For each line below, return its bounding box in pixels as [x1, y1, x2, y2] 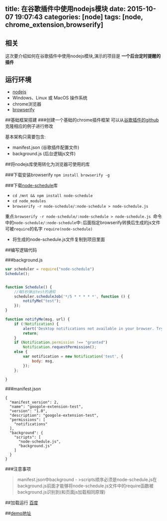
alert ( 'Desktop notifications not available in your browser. [23, 326, 155, 331]
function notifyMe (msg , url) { [5, 317, 70, 322]
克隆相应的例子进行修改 [5, 123, 53, 129]
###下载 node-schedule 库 [5, 183, 58, 189]
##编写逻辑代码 [5, 247, 37, 253]
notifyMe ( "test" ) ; [23, 298, 61, 303]
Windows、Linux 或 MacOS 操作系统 [12, 95, 88, 101]
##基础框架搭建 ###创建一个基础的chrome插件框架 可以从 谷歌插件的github [5, 117, 159, 123]
